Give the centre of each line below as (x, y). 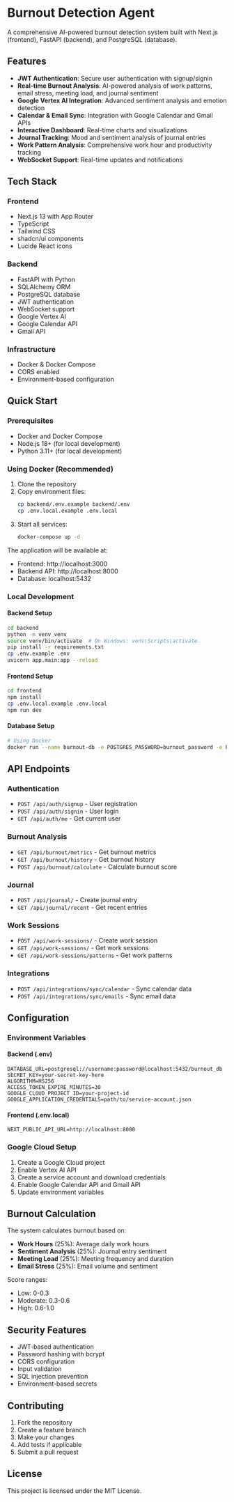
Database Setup (31, 726)
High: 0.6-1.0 (36, 1308)
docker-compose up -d (48, 537)
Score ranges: (28, 1280)
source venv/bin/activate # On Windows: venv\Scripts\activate (102, 641)
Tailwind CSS (36, 231)
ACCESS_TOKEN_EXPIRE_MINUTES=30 (54, 1087)
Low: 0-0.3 (33, 1293)
